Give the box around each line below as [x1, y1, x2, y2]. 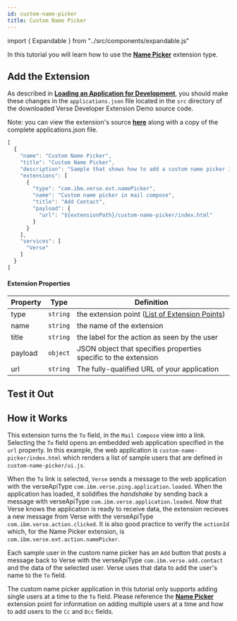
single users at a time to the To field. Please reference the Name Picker [7, 592, 214, 601]
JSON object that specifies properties [76, 344, 202, 354]
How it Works [7, 412, 68, 424]
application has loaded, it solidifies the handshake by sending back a [7, 489, 208, 499]
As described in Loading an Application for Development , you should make [7, 89, 229, 98]
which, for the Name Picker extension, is [7, 528, 125, 536]
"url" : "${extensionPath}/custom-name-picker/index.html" [38, 211, 213, 219]
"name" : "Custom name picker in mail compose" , [32, 192, 175, 199]
